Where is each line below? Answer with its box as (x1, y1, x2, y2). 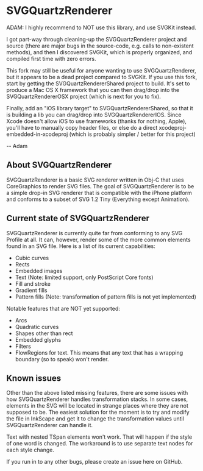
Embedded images (15, 267, 63, 274)
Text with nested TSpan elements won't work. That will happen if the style (6, 433, 193, 441)
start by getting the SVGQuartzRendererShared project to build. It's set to (6, 80, 190, 87)
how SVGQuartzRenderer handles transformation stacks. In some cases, (6, 395, 188, 403)
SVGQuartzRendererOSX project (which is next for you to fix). (6, 93, 162, 100)
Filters (15, 342, 32, 350)
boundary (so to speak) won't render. (15, 355, 109, 363)
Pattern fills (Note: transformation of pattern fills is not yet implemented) (15, 293, 197, 300)
